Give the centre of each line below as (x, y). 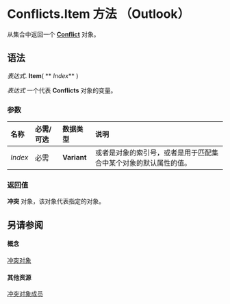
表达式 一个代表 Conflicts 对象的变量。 (62, 90)
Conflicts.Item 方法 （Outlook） (99, 14)
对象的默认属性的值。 (157, 163)
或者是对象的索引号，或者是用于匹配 (153, 153)
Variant (75, 157)
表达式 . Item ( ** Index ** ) (43, 75)
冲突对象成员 (25, 294)
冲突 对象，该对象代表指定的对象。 (56, 201)
